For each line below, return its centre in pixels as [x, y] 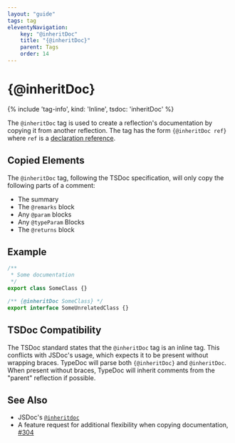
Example [27, 252]
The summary [38, 199]
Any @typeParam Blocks [51, 221]
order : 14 [35, 54]
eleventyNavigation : [38, 27]
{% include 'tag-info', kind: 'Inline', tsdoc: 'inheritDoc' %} [91, 109]
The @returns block [46, 229]
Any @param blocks [45, 214]
